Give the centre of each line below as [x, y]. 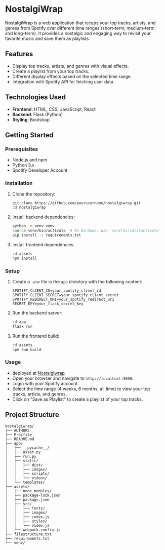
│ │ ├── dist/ [24, 465]
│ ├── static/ [22, 461]
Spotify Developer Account [40, 170]
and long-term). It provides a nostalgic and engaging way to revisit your [78, 33]
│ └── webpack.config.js [33, 530]
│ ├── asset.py [23, 452]
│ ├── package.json [27, 500]
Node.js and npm [30, 160]
